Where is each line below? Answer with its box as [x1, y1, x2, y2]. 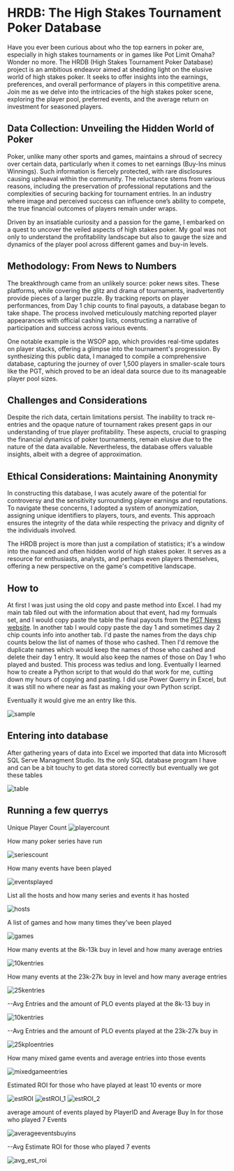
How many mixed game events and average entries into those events [7, 1053, 206, 1062]
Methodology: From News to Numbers [7, 260, 177, 272]
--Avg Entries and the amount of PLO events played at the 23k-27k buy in [7, 1026, 219, 1035]
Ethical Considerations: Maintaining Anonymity [7, 470, 218, 482]
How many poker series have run [7, 837, 103, 845]
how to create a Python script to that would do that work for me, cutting [7, 668, 213, 676]
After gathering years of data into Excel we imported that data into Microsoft [7, 748, 227, 757]
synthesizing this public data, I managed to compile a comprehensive [7, 352, 207, 360]
